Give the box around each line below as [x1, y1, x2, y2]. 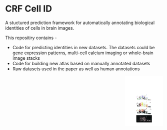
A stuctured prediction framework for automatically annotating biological [5, 20, 155, 26]
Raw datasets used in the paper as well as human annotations [12, 66, 140, 72]
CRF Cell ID [5, 3, 52, 15]
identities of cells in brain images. [5, 25, 74, 31]
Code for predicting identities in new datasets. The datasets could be [12, 44, 155, 50]
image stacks [12, 55, 40, 61]
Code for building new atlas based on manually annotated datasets [12, 60, 150, 66]
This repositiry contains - [5, 35, 57, 41]
